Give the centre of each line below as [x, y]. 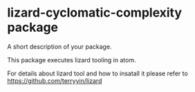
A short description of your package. [59, 46]
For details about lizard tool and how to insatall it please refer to [98, 73]
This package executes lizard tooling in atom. [72, 59]
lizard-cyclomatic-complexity [94, 13]
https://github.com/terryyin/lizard [55, 80]
